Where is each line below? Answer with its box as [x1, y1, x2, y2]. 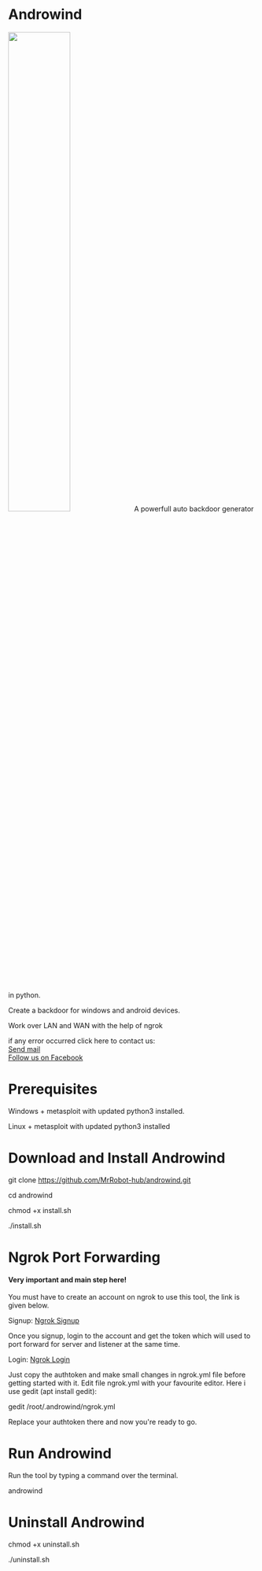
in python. [8, 990, 41, 1000]
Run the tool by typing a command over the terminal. [8, 1471, 179, 1481]
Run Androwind [8, 1445, 112, 1462]
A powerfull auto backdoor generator [133, 503, 254, 513]
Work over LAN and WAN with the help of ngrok [8, 1020, 163, 1030]
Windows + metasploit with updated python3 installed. [8, 1106, 185, 1116]
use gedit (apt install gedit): [8, 1387, 97, 1396]
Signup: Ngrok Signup [8, 1316, 80, 1326]
